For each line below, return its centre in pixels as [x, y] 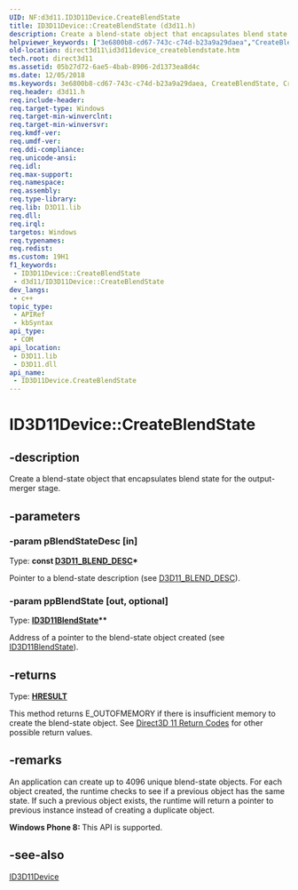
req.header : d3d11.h [47, 91]
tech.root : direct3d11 [51, 59]
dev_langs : [29, 290]
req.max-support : [41, 174]
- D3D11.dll [35, 364]
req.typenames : [37, 241]
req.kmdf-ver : [35, 133]
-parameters [45, 516]
